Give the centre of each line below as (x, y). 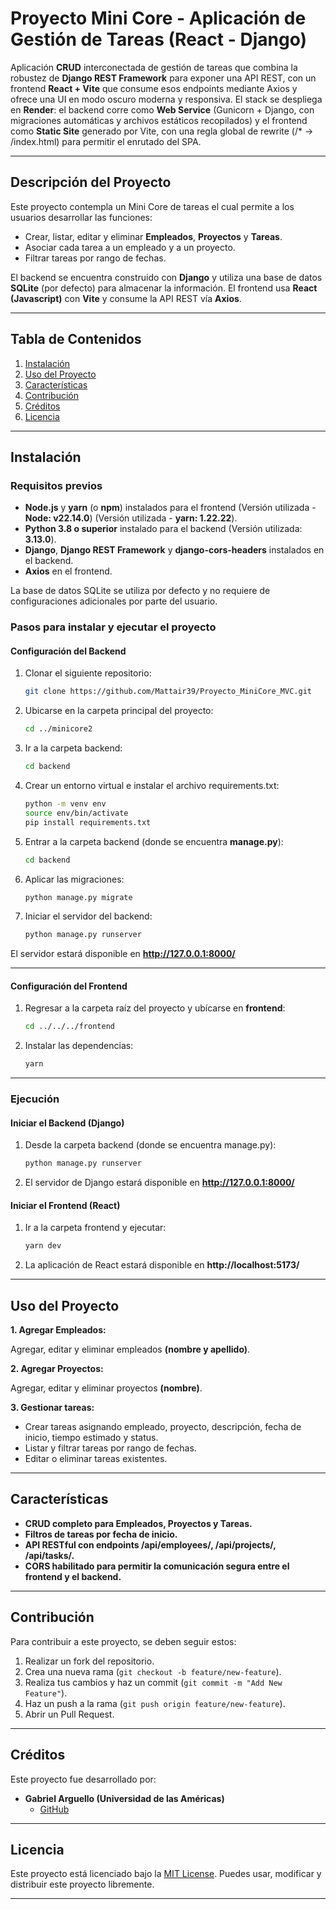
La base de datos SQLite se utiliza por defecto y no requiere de (140, 591)
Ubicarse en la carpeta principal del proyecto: (119, 711)
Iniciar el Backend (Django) (67, 1123)
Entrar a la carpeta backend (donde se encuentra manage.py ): (154, 841)
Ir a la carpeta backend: (73, 748)
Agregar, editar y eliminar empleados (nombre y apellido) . (130, 1349)
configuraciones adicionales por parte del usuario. (114, 601)
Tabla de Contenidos (76, 339)
